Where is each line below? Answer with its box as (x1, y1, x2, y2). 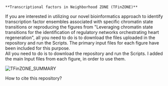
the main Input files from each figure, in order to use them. (5, 56, 126, 61)
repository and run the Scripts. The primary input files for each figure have (5, 40, 159, 45)
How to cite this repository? (5, 75, 62, 81)
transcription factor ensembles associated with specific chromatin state (5, 18, 153, 24)
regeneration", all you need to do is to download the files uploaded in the (5, 34, 155, 40)
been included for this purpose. (5, 45, 70, 51)
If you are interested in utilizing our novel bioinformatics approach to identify (5, 13, 163, 19)
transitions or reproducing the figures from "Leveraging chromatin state (5, 24, 153, 30)
